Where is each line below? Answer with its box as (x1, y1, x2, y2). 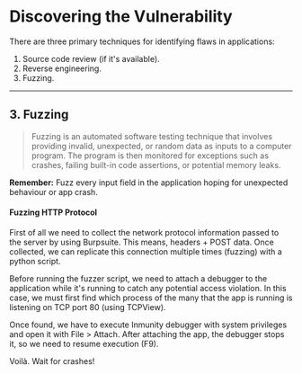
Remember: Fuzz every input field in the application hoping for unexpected (9, 177, 289, 188)
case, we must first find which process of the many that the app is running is (9, 292, 293, 303)
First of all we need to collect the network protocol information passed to (9, 227, 280, 237)
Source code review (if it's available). (22, 53, 160, 64)
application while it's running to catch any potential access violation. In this (9, 282, 287, 293)
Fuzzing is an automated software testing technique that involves (31, 130, 272, 141)
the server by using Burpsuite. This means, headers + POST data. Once (9, 236, 274, 247)
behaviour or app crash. (9, 186, 99, 197)
